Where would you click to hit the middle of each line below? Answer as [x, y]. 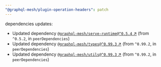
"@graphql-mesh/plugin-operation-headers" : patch [57, 10]
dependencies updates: [29, 24]
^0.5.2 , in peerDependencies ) [41, 38]
